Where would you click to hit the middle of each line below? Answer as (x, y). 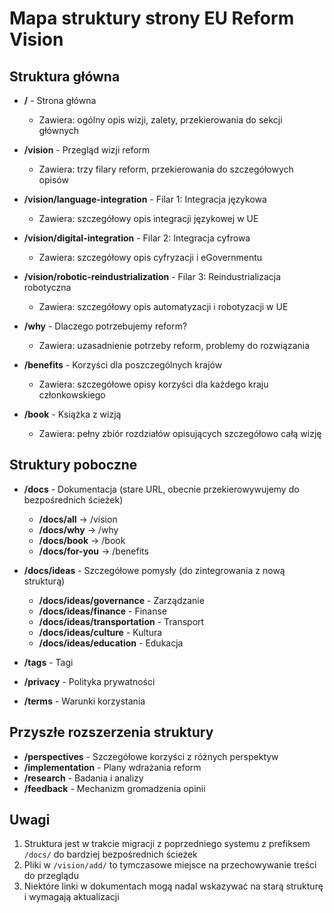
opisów (53, 180)
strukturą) (44, 581)
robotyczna (47, 287)
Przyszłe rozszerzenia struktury (111, 732)
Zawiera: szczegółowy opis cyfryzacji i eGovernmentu (150, 257)
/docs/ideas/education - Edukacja (111, 643)
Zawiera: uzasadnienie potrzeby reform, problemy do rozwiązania (174, 345)
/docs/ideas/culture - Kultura (100, 632)
